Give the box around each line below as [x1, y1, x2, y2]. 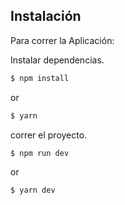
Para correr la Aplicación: [10, 34, 115, 46]
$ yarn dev [10, 185, 56, 196]
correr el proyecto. [10, 129, 88, 141]
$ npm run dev [10, 148, 70, 158]
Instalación [10, 8, 82, 25]
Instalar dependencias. [10, 54, 105, 66]
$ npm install [10, 73, 70, 83]
